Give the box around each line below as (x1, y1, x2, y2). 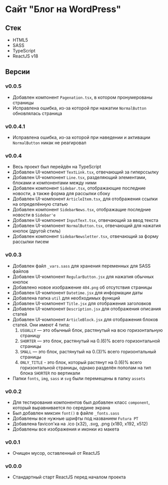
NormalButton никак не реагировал (12, 140, 87, 146)
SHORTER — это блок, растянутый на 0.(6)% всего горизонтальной (20, 338, 160, 344)
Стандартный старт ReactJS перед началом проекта (12, 474, 126, 480)
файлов (12, 268, 29, 274)
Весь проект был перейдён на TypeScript (12, 164, 102, 170)
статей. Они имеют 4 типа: (12, 322, 70, 328)
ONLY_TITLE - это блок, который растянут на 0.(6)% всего (20, 359, 142, 365)
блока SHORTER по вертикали (20, 370, 80, 376)
